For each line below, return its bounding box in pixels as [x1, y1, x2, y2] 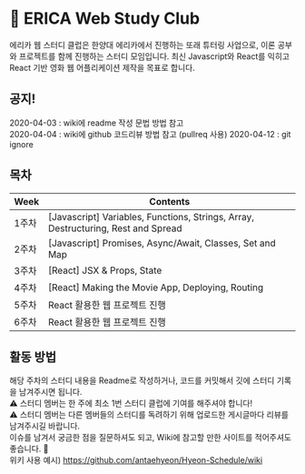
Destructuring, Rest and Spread [48, 222, 182, 235]
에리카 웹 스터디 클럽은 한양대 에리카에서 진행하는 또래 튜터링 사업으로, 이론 [9, 39, 276, 50]
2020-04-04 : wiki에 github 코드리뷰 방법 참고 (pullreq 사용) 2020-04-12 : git [9, 128, 291, 139]
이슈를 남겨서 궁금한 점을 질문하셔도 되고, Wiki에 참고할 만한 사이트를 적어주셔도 [9, 432, 292, 443]
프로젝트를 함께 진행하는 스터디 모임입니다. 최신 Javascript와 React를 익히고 [18, 50, 290, 62]
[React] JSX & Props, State [48, 264, 162, 277]
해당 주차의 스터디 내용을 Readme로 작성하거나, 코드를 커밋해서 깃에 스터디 [9, 375, 275, 386]
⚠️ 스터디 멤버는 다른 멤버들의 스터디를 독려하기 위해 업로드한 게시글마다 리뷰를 [9, 409, 289, 420]
